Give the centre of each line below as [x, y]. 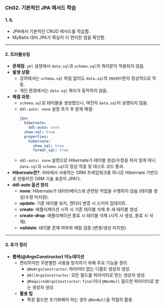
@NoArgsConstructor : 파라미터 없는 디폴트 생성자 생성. [79, 269]
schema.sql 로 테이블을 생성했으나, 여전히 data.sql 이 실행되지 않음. [84, 103]
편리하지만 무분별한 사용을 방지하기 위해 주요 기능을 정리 [73, 263]
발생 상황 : [21, 72]
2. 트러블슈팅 [18, 54]
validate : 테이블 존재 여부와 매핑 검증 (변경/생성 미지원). [73, 228]
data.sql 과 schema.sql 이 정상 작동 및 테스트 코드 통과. [72, 167]
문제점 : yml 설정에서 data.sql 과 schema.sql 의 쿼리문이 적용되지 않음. [78, 66]
